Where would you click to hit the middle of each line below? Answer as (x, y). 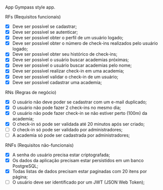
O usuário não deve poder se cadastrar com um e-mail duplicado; (80, 102)
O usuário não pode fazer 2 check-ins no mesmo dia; (67, 107)
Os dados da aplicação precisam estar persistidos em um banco (78, 161)
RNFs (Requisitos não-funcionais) (39, 145)
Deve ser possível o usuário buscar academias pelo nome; (72, 65)
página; (20, 177)
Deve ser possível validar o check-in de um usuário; (65, 77)
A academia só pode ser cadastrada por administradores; (71, 135)
